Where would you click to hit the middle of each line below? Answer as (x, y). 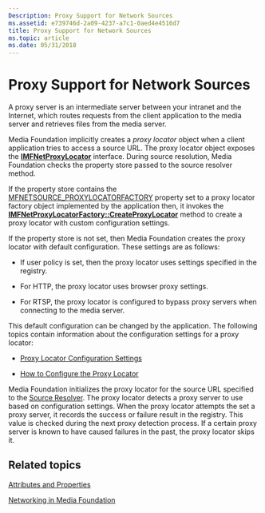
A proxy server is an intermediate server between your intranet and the (125, 107)
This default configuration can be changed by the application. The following (133, 326)
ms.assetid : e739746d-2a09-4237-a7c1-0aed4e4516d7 (94, 23)
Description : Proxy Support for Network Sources (91, 16)
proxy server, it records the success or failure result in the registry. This (126, 415)
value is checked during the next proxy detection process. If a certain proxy (133, 424)
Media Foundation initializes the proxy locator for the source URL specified (131, 389)
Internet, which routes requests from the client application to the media (125, 116)
